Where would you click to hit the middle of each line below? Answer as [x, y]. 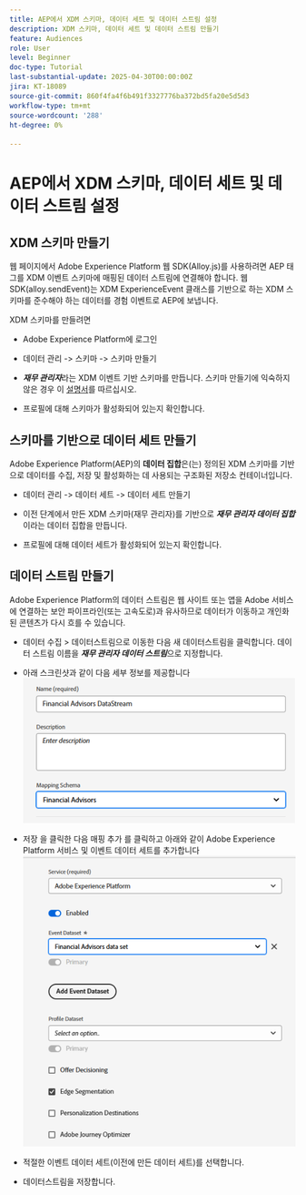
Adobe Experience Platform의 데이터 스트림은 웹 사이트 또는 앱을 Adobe [139, 599]
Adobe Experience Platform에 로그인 [90, 339]
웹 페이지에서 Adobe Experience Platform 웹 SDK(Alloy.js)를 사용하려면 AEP [147, 266]
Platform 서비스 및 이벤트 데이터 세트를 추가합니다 [111, 851]
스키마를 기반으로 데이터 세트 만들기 [103, 440]
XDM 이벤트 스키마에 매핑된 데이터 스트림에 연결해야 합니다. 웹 [137, 278]
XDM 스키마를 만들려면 [50, 320]
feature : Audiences [46, 38]
